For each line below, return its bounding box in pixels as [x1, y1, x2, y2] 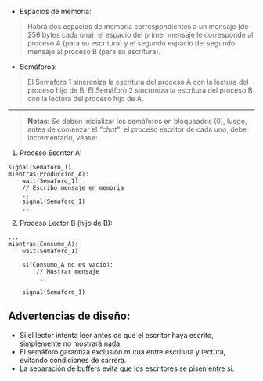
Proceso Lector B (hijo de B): [19, 219, 113, 227]
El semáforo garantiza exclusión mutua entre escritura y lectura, [19, 347, 226, 356]
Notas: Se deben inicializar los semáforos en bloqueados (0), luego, [27, 117, 248, 125]
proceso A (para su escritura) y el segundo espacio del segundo [27, 38, 236, 48]
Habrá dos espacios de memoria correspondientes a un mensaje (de [27, 22, 249, 31]
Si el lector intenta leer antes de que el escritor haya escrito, [19, 330, 214, 339]
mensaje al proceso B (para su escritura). [27, 47, 161, 56]
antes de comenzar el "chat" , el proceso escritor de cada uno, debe [27, 125, 247, 134]
